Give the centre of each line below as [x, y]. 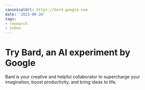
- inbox [13, 28]
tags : [11, 19]
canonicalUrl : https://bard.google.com [46, 10]
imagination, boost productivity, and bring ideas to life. [61, 82]
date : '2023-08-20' [25, 14]
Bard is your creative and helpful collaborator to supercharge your [73, 77]
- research [16, 23]
